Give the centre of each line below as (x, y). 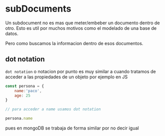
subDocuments (38, 9)
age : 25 (22, 96)
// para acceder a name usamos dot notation (53, 109)
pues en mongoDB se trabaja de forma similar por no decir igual (72, 128)
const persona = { (25, 86)
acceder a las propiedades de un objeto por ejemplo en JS (67, 77)
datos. (12, 33)
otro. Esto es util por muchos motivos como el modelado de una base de (81, 28)
